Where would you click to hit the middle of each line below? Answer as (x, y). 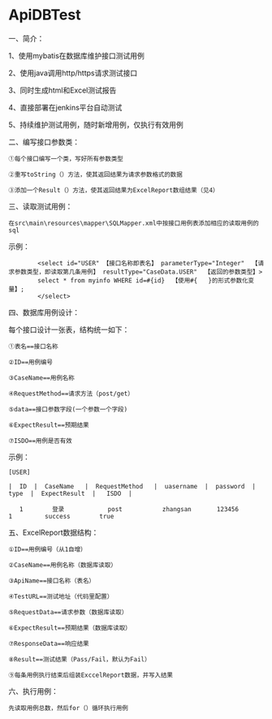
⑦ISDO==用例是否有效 (40, 441)
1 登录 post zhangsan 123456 (129, 509)
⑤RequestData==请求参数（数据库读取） (68, 612)
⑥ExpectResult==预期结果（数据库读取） (70, 628)
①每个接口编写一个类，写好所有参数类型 (66, 159)
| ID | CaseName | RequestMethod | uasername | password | (132, 486)
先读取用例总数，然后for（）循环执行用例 (68, 708)
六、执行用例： (33, 691)
